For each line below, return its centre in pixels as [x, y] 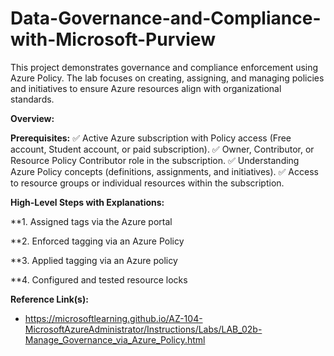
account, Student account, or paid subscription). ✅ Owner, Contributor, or [162, 149]
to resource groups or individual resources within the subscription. [147, 183]
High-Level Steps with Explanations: [87, 202]
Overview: [32, 118]
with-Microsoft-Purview [113, 39]
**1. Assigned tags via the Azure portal [91, 221]
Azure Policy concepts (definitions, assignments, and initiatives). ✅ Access [164, 171]
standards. [32, 99]
